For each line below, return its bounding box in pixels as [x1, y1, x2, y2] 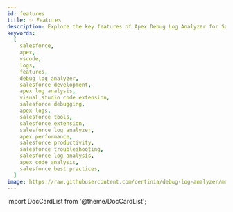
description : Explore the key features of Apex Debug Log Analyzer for [7, 23, 218, 30]
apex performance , [19, 133, 73, 140]
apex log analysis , [19, 88, 76, 95]
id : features [7, 10, 45, 17]
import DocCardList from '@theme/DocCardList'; [7, 197, 147, 206]
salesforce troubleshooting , [19, 146, 104, 153]
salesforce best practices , [19, 165, 101, 172]
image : [7, 178, 26, 185]
